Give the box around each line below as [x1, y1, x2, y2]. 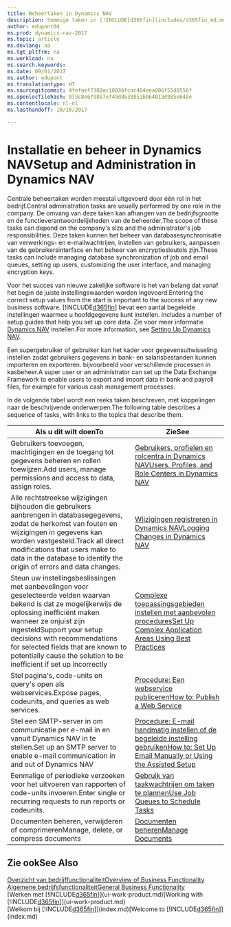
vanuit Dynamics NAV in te [10, 733, 96, 743]
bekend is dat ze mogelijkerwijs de [10, 598, 122, 608]
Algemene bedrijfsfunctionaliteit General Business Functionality [7, 883, 186, 891]
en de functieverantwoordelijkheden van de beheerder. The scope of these [7, 216, 218, 224]
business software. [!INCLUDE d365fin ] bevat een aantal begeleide [7, 303, 196, 311]
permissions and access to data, [10, 473, 115, 482]
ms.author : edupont [7, 74, 63, 81]
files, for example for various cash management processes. [7, 382, 175, 391]
